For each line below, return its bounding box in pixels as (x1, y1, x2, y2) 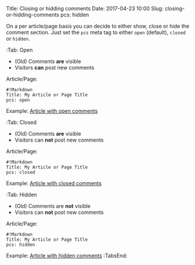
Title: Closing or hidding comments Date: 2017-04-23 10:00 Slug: (6, 5, 164, 12)
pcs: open (6, 97, 31, 103)
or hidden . (6, 35, 31, 42)
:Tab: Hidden (6, 191, 37, 198)
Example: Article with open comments (6, 108, 98, 114)
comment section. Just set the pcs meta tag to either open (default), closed (6, 29, 186, 36)
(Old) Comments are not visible (14, 203, 91, 209)
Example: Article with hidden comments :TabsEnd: (6, 252, 128, 259)
